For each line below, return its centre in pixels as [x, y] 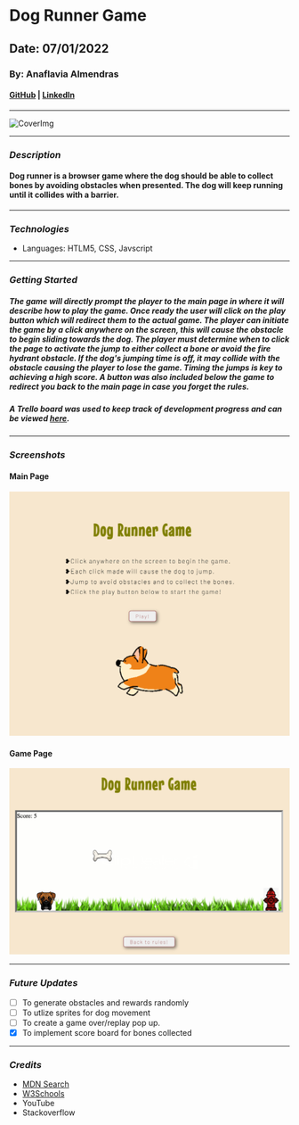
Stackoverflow [48, 1113]
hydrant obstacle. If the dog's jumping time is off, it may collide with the [145, 358]
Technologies [39, 228]
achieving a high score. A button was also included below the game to [142, 376]
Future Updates [44, 983]
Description [35, 154]
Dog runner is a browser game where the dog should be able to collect [141, 176]
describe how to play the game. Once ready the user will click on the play [148, 310]
